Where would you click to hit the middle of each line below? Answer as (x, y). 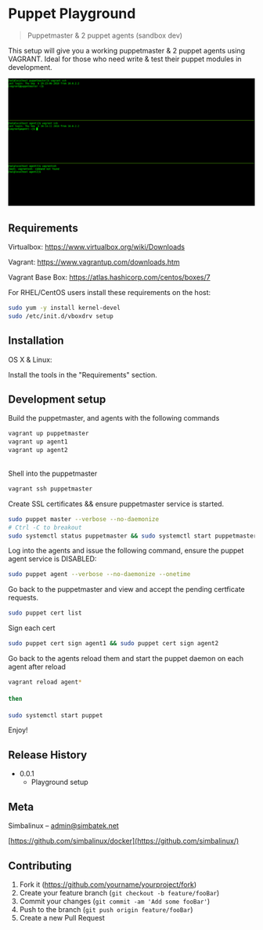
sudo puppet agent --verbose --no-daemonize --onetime (99, 574)
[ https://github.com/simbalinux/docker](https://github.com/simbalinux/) (124, 841)
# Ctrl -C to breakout (45, 527)
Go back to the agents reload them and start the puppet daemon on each (126, 658)
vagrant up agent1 (38, 442)
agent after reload (37, 667)
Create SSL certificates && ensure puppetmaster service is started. (116, 504)
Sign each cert (32, 628)
